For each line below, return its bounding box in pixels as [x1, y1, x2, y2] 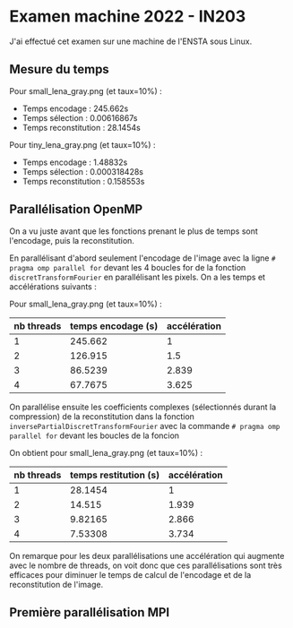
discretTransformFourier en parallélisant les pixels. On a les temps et [9, 271, 266, 282]
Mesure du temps [9, 62, 109, 77]
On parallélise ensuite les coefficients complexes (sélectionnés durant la [9, 401, 277, 412]
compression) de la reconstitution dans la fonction [9, 410, 195, 422]
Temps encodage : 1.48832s [22, 157, 128, 168]
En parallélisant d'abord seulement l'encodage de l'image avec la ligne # [9, 253, 276, 263]
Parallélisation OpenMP [9, 202, 143, 217]
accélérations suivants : [9, 280, 97, 292]
